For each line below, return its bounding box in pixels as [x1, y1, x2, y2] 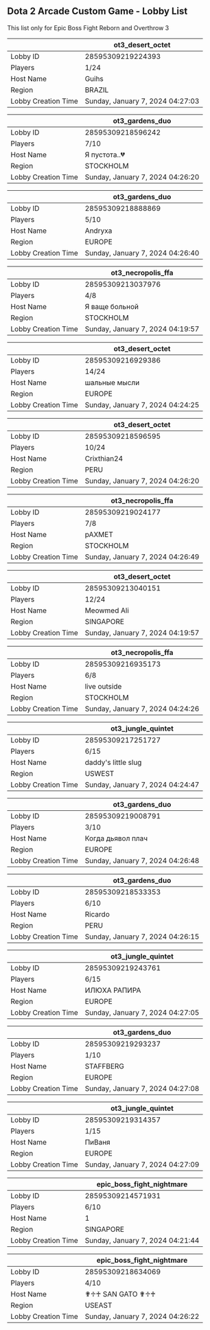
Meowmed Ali [84, 606, 129, 615]
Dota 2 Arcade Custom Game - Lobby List [7, 5, 188, 17]
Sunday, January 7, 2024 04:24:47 [84, 779, 200, 789]
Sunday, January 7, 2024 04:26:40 [84, 248, 200, 257]
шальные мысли [84, 378, 140, 387]
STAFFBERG [84, 1061, 125, 1070]
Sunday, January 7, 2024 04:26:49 [84, 552, 200, 562]
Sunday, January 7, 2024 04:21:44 [84, 1235, 200, 1245]
